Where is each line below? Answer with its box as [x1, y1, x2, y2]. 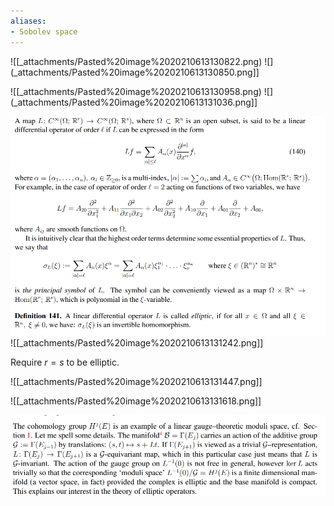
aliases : [10, 16, 47, 26]
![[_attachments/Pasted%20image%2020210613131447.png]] [10, 375, 263, 387]
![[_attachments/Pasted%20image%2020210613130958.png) [10, 85, 262, 97]
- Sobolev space [10, 26, 78, 37]
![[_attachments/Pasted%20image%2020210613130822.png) [10, 55, 263, 67]
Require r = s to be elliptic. [10, 356, 120, 368]
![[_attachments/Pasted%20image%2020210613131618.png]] [10, 395, 262, 407]
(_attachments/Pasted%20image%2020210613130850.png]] [10, 66, 260, 78]
